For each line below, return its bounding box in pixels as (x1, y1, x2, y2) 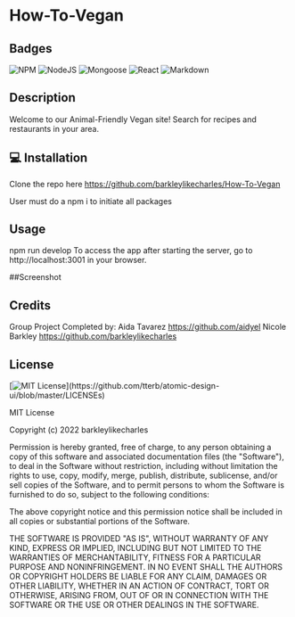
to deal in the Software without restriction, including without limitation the (9, 461, 278, 472)
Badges (9, 41, 53, 56)
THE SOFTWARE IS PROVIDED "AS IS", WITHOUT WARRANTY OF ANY (9, 533, 269, 544)
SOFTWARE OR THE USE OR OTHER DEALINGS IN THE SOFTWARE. (9, 599, 259, 611)
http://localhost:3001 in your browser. (9, 255, 147, 266)
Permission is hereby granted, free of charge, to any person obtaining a (9, 442, 272, 453)
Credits (9, 298, 52, 313)
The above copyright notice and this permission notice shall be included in (9, 506, 283, 517)
